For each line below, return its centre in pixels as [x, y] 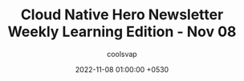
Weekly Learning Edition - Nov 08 [122, 32]
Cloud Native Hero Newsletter [122, 15]
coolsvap [122, 54]
